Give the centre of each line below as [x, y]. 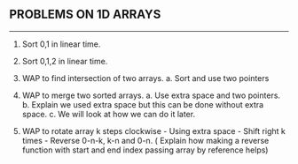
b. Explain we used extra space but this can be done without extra [143, 104]
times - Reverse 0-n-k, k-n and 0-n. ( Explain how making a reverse [145, 140]
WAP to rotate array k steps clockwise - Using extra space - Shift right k [153, 130]
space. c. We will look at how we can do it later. [109, 114]
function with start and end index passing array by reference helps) [145, 150]
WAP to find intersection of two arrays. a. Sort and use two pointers [145, 78]
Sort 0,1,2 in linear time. [65, 61]
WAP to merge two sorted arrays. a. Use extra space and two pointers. [151, 95]
